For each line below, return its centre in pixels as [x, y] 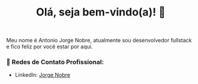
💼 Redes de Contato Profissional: [55, 62]
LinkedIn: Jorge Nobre [43, 75]
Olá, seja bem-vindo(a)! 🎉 [101, 12]
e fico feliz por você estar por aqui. [49, 46]
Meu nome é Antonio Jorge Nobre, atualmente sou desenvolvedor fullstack [99, 40]
